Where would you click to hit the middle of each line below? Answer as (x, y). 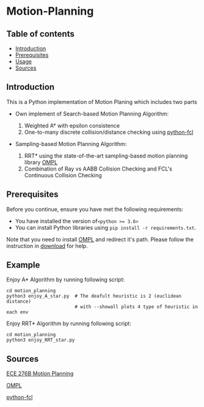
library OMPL (41, 162)
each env (17, 312)
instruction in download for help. (47, 246)
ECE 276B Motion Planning (40, 373)
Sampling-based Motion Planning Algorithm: (71, 144)
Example (23, 265)
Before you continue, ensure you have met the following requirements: (95, 209)
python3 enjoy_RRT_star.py (41, 340)
